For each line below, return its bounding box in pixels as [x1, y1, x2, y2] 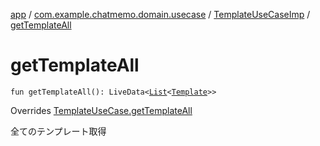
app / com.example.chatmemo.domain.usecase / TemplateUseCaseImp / [10, 9, 311, 20]
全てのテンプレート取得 [10, 125, 107, 137]
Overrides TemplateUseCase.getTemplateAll [10, 104, 193, 116]
